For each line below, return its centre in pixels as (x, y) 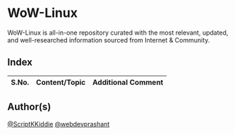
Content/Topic (61, 82)
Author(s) (29, 107)
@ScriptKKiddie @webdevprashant (59, 124)
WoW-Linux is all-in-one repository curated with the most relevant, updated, (118, 33)
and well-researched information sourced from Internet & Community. (109, 40)
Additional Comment (128, 82)
